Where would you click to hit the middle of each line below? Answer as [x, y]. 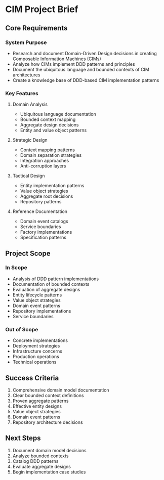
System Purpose [26, 42]
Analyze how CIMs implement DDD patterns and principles [74, 64]
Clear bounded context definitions [48, 395]
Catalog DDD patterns [35, 461]
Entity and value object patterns [53, 130]
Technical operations [34, 362]
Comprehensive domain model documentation [61, 390]
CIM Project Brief [42, 9]
